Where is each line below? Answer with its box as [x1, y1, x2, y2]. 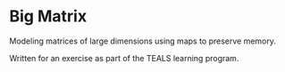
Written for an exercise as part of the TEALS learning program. [9, 52, 239, 63]
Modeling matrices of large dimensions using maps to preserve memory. [9, 36, 277, 46]
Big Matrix [9, 6, 88, 27]
